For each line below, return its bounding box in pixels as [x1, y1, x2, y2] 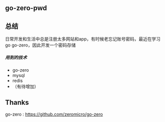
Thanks [5, 98, 29, 107]
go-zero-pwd [5, 4, 47, 12]
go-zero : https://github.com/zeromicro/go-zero [5, 111, 103, 117]
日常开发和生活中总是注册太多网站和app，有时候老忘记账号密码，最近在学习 [5, 36, 161, 42]
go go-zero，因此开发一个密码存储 [5, 42, 76, 48]
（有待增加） [12, 83, 39, 89]
